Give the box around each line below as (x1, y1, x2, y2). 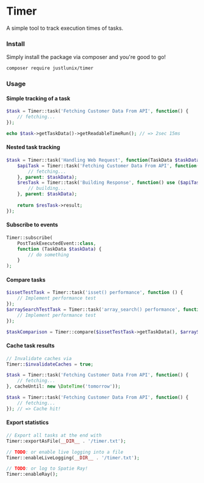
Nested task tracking (6, 144, 61, 151)
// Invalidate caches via (6, 355, 72, 361)
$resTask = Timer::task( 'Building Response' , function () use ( (17, 179, 181, 186)
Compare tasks (6, 276, 46, 283)
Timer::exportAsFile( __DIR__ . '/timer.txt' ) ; (6, 438, 126, 444)
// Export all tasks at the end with (6, 432, 102, 439)
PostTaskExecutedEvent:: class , (17, 240, 97, 246)
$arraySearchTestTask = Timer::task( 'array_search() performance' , (6, 306, 181, 313)
